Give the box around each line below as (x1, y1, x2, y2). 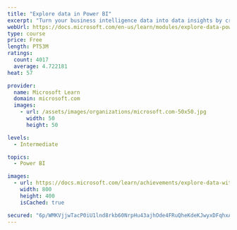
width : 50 (25, 115, 55, 122)
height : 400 (20, 192, 55, 200)
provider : (7, 82, 37, 89)
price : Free (7, 37, 42, 44)
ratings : (7, 50, 33, 57)
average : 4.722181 (13, 63, 68, 70)
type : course (7, 30, 46, 37)
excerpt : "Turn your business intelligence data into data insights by (7, 17, 222, 24)
